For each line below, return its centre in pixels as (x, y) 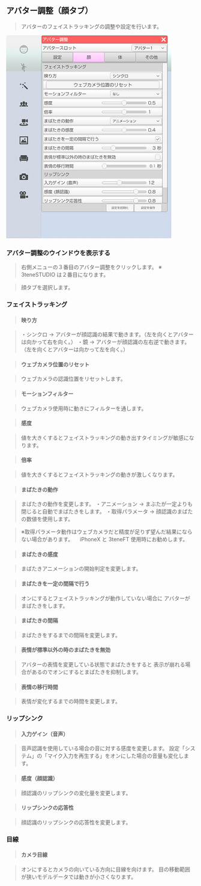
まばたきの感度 (39, 554)
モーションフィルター (47, 394)
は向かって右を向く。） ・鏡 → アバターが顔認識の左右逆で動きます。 (105, 342)
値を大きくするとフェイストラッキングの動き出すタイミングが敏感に (105, 437)
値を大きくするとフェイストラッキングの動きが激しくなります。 (99, 475)
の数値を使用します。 (47, 519)
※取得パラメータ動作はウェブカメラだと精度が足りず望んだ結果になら (107, 532)
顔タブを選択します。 (47, 288)
